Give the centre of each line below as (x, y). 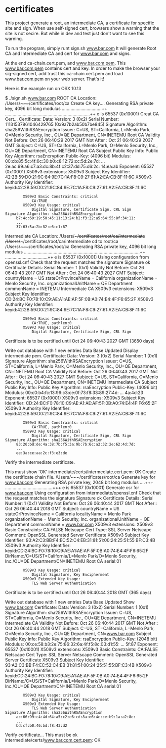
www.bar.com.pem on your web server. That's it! (55, 79)
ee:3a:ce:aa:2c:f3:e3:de (42, 453)
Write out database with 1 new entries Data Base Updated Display (72, 350)
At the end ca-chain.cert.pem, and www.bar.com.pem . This (65, 63)
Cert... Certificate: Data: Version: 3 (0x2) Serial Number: (62, 119)
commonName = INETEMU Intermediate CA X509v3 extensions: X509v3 (79, 289)
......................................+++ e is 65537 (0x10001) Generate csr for (72, 487)
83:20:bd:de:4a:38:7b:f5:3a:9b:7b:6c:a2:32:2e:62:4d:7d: (76, 444)
